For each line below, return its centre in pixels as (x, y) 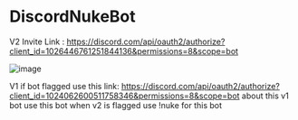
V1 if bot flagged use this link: (64, 86)
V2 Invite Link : (37, 42)
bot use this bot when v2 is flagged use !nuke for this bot (116, 105)
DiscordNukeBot (72, 17)
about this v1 (265, 96)
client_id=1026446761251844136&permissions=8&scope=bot (124, 51)
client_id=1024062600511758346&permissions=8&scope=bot (125, 96)
